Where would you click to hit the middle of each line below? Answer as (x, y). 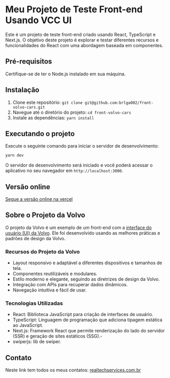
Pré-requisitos (29, 62)
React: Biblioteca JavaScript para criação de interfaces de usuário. (83, 314)
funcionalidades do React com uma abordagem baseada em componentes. (84, 45)
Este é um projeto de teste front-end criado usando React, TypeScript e (80, 34)
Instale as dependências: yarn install (53, 118)
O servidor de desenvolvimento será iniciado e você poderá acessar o (79, 165)
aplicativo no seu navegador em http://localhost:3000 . (64, 171)
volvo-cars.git (29, 107)
